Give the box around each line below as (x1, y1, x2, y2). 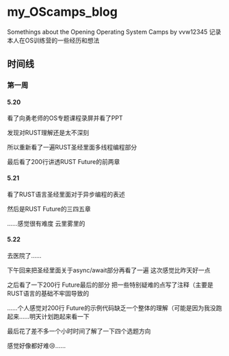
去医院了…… (7, 251, 42, 259)
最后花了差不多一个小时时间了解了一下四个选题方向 (7, 327, 151, 335)
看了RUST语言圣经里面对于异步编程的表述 (7, 190, 125, 198)
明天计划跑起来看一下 (29, 312, 90, 320)
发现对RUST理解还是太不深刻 (7, 128, 90, 137)
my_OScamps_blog (7, 4, 118, 20)
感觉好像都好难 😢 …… (7, 341, 66, 350)
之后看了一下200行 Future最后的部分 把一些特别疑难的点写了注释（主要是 (7, 281, 214, 289)
